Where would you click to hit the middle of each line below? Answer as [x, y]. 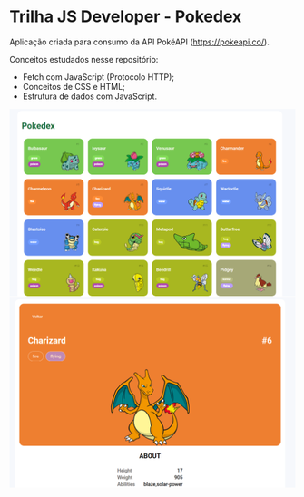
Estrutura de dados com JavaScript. [89, 96]
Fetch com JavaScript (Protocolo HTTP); [98, 77]
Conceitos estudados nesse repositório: [84, 59]
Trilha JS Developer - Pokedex [126, 17]
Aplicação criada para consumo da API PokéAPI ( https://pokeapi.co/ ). [139, 42]
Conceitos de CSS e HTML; [74, 86]
